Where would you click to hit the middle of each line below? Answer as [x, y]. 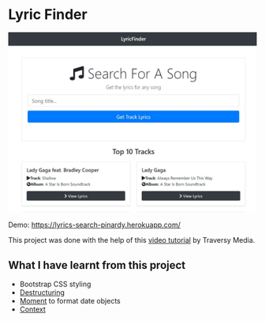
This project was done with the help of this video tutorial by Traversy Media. [132, 240]
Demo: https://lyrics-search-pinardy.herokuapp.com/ [95, 225]
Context [32, 309]
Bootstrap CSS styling [55, 284]
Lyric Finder [48, 15]
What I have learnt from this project [97, 265]
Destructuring [42, 292]
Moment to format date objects [70, 300]
